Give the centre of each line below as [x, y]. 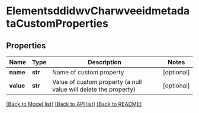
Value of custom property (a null [97, 82]
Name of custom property [88, 72]
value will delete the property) [94, 89]
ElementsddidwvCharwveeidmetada [98, 11]
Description [105, 62]
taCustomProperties [57, 23]
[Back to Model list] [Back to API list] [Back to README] [74, 104]
